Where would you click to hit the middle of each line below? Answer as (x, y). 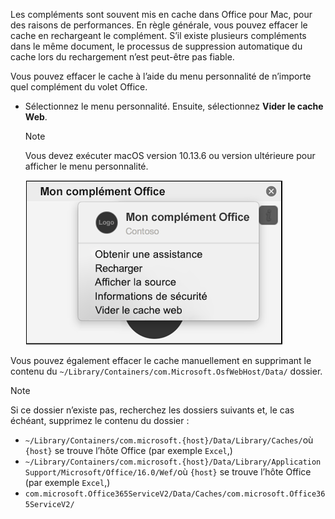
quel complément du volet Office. (79, 87)
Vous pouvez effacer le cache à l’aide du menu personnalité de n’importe (161, 76)
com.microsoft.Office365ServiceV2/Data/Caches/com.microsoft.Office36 (175, 494)
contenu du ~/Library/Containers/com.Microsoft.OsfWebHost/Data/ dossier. (166, 371)
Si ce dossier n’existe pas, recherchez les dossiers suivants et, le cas (152, 410)
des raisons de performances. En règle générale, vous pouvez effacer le (159, 25)
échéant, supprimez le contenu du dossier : (100, 420)
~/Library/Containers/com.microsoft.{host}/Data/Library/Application (173, 462)
